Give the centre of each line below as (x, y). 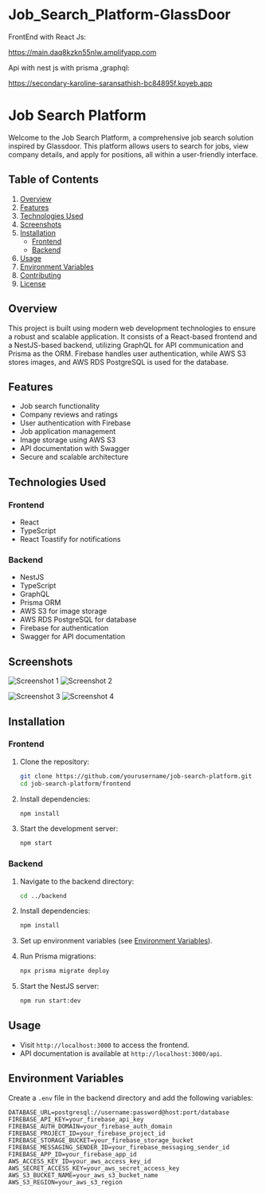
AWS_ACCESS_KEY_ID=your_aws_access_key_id (80, 1161)
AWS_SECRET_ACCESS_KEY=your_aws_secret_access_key (94, 1168)
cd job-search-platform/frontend (75, 784)
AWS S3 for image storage (63, 611)
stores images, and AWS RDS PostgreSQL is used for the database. (119, 362)
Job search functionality (60, 406)
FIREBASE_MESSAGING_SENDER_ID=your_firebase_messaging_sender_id (119, 1147)
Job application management (68, 432)
